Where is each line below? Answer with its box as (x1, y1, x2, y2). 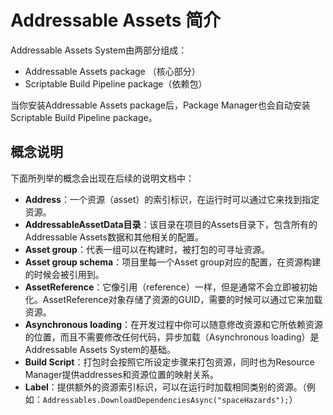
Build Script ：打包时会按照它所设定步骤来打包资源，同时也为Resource (24, 356, 315, 368)
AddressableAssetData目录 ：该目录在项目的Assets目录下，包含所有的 (24, 218, 318, 230)
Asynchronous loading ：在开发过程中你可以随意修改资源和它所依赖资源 (24, 318, 323, 330)
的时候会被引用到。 (24, 268, 105, 280)
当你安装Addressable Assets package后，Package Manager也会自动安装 (10, 99, 311, 111)
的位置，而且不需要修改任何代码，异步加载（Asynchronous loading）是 (24, 331, 320, 343)
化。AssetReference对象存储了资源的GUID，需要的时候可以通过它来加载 (24, 293, 323, 305)
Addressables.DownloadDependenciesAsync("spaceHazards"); (42, 395, 290, 405)
